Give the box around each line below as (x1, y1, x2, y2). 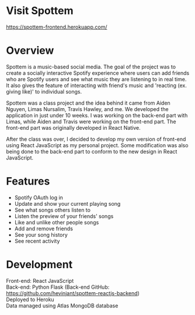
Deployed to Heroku (6, 296, 54, 303)
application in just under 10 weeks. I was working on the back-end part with (6, 112, 188, 119)
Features (6, 175, 50, 188)
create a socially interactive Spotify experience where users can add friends (6, 69, 190, 77)
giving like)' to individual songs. (6, 88, 82, 95)
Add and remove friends (14, 225, 73, 232)
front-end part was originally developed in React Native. (6, 124, 141, 131)
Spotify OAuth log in (14, 194, 63, 201)
